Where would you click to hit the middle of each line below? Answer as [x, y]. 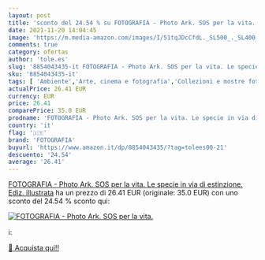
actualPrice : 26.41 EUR [47, 89]
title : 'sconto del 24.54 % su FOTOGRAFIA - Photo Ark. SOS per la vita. [132, 23]
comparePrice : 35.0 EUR [47, 111]
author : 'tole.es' [38, 60]
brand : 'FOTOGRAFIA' [42, 140]
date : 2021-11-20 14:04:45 [52, 30]
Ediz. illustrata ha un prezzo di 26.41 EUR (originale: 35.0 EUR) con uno [123, 193]
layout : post [30, 15]
